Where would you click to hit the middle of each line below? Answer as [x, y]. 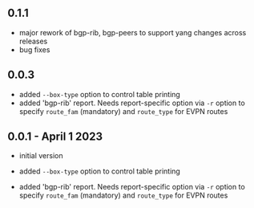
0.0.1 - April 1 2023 [55, 137]
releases [33, 41]
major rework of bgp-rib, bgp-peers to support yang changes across [133, 32]
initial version [41, 156]
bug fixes [34, 49]
